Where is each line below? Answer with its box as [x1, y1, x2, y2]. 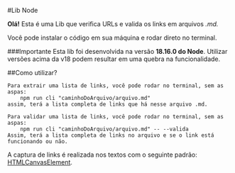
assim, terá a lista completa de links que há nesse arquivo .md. [7, 101, 208, 108]
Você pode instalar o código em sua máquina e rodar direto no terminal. [7, 33, 217, 42]
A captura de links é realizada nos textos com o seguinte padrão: [7, 150, 197, 159]
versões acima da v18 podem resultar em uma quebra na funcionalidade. [7, 55, 221, 63]
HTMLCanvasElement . [7, 158, 73, 166]
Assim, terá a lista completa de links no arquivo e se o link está [7, 132, 214, 139]
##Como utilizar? [7, 69, 58, 77]
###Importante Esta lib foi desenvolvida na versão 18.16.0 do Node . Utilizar [7, 48, 228, 55]
